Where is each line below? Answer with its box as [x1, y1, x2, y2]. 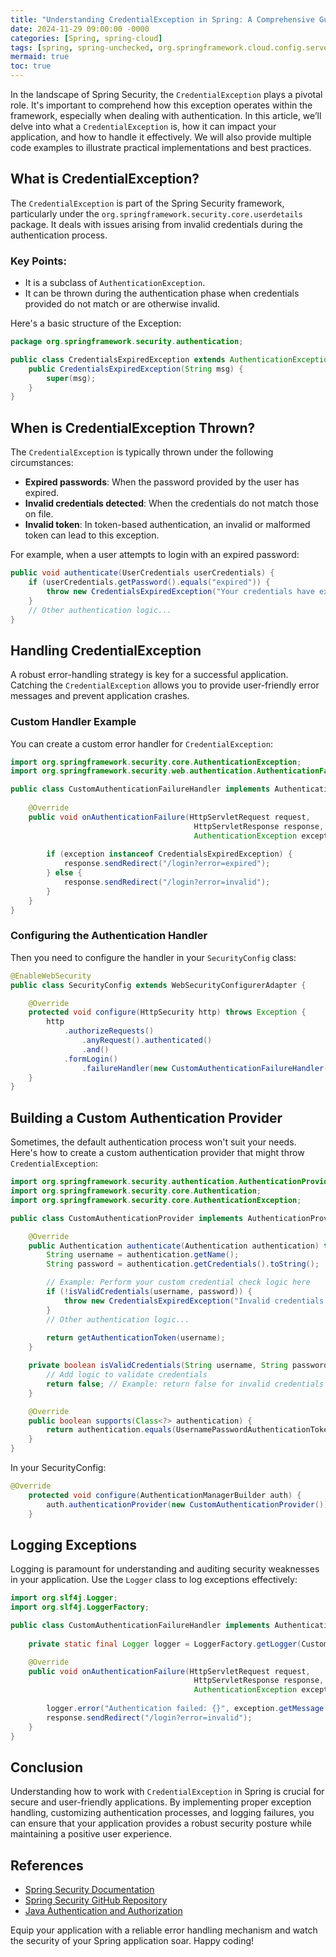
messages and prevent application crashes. [10, 690, 190, 702]
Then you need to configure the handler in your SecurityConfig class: [10, 951, 297, 963]
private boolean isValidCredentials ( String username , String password [28, 1361, 329, 1371]
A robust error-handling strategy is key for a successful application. [10, 669, 289, 681]
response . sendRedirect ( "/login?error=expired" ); [63, 859, 271, 869]
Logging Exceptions [10, 1536, 138, 1553]
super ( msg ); [46, 373, 97, 383]
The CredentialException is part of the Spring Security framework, [10, 197, 285, 209]
